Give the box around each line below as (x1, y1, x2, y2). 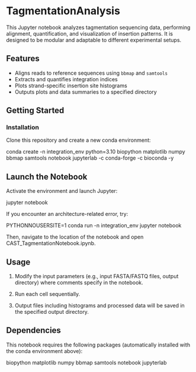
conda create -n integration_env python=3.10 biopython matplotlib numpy (6, 148, 185, 155)
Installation (6, 123, 40, 132)
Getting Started (6, 106, 65, 116)
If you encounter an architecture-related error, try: (6, 211, 128, 218)
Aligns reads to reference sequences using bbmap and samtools (14, 69, 168, 77)
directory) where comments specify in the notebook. (14, 279, 143, 286)
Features (6, 53, 40, 63)
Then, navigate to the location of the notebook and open (6, 233, 144, 241)
